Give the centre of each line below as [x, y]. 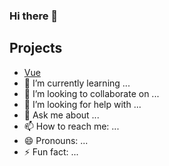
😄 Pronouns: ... [56, 140]
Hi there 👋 [34, 16]
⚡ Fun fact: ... [51, 151]
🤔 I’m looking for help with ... [82, 104]
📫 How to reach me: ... [71, 126]
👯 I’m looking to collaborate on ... [91, 93]
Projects [36, 48]
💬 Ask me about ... [61, 115]
